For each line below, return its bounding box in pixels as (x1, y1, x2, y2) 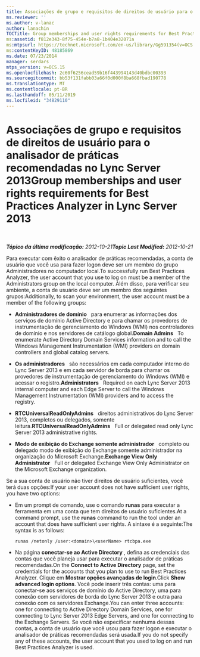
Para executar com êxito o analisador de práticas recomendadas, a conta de (6, 255, 193, 262)
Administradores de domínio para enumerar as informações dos (14, 311, 177, 318)
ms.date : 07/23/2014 (6, 53, 58, 59)
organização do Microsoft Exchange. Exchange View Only (14, 453, 158, 460)
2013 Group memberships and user (6, 173, 182, 187)
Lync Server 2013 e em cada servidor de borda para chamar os (14, 366, 170, 373)
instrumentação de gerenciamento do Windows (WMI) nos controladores (14, 323, 194, 330)
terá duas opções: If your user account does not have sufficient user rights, (6, 484, 190, 491)
